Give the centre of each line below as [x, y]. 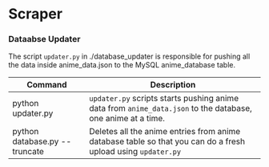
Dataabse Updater [44, 39]
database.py [36, 141]
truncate [28, 152]
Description [173, 85]
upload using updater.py [135, 152]
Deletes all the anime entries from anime [165, 132]
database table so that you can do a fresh [167, 141]
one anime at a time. [127, 119]
